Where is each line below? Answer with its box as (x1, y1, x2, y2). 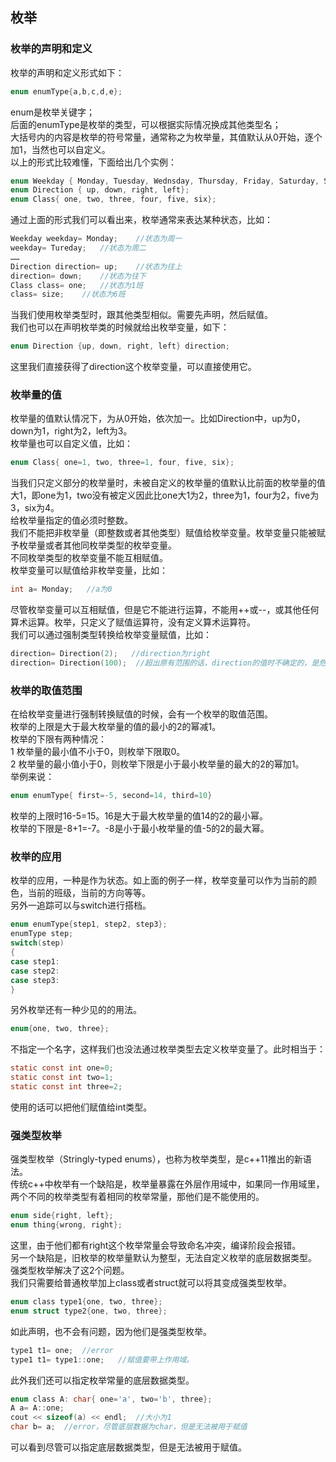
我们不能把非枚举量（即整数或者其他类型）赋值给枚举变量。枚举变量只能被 (10, 527, 317, 539)
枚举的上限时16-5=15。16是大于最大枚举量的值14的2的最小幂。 (10, 810, 269, 822)
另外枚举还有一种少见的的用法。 (10, 1004, 142, 1016)
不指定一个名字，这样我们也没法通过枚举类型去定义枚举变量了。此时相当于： (10, 1043, 326, 1055)
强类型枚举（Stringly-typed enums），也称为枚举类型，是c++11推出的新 (10, 1153, 303, 1165)
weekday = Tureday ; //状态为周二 (10, 243, 147, 253)
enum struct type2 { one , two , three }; (10, 1306, 168, 1316)
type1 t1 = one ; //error (10, 1345, 114, 1355)
